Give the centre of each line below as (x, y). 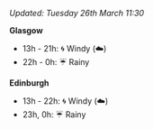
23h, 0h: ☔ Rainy (54, 115)
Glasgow (26, 30)
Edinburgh (29, 83)
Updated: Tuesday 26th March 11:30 (77, 13)
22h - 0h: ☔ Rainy (56, 62)
